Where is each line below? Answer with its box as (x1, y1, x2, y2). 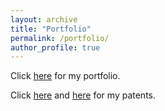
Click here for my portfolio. (10, 70, 121, 82)
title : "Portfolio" (10, 24, 92, 34)
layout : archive (10, 14, 78, 25)
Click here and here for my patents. (10, 89, 157, 101)
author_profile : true (10, 42, 101, 53)
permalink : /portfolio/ (10, 33, 110, 43)
